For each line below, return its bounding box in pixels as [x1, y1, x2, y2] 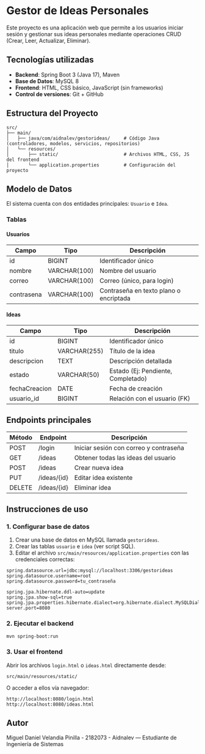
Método [9, 433, 32, 441]
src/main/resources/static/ [6, 673, 78, 679]
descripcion [9, 356, 44, 365]
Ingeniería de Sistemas [6, 741, 64, 748]
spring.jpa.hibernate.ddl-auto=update [6, 589, 105, 595]
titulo [9, 346, 24, 355]
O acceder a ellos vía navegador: [6, 684, 90, 692]
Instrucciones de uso [6, 504, 88, 514]
